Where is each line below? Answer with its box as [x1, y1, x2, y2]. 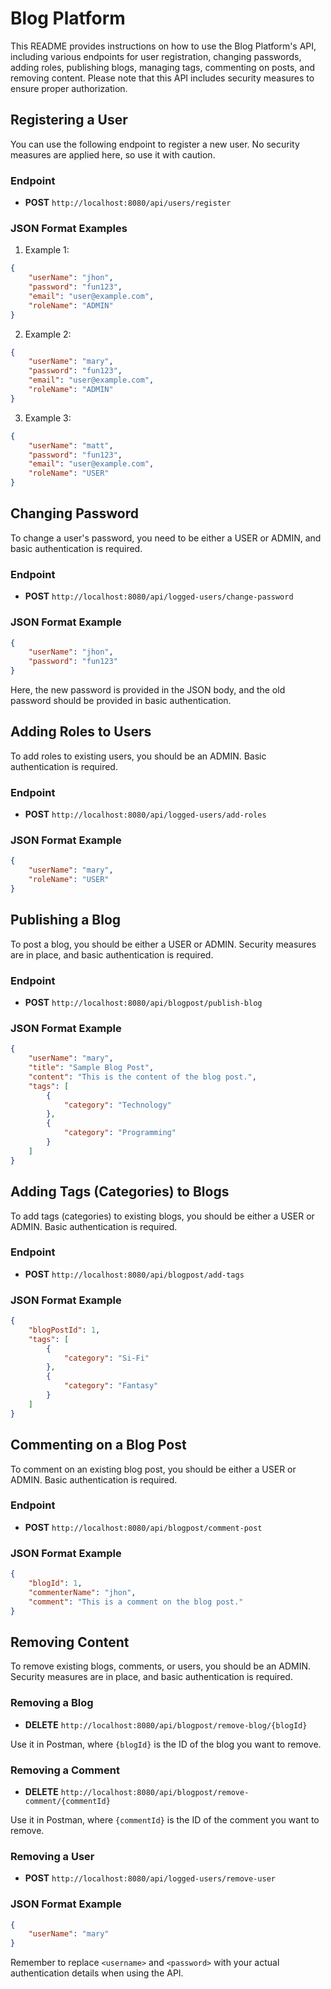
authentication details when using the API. [10, 1967, 184, 1979]
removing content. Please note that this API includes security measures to [10, 72, 315, 84]
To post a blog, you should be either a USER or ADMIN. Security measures [10, 938, 317, 950]
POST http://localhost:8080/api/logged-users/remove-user [24, 1872, 276, 1884]
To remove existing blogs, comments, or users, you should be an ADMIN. [10, 1660, 312, 1672]
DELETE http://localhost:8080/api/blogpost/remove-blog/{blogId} [24, 1718, 308, 1731]
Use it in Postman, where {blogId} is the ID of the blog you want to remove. [10, 1738, 322, 1750]
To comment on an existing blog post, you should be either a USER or [10, 1463, 297, 1475]
